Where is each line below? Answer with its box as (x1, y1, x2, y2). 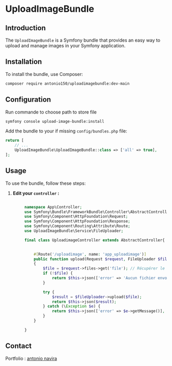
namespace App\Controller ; (24, 204, 82, 209)
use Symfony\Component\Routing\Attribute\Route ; (24, 224, 130, 229)
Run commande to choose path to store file (5, 109, 97, 115)
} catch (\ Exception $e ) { (43, 304, 101, 309)
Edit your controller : (12, 190, 60, 196)
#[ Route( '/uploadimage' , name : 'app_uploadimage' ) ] (33, 252, 147, 257)
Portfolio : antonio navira (5, 355, 58, 361)
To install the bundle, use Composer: (5, 71, 83, 77)
